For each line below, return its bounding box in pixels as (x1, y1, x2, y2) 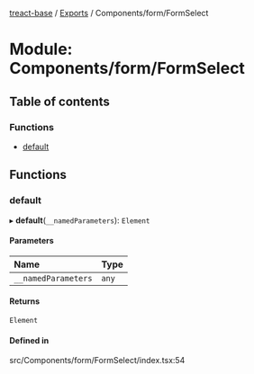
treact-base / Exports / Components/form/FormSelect (9, 8, 209, 18)
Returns (9, 296, 41, 307)
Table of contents (9, 93, 110, 109)
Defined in (9, 334, 50, 345)
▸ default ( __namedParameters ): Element (9, 215, 150, 226)
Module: (9, 40, 73, 59)
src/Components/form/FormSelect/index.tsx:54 (9, 355, 186, 366)
